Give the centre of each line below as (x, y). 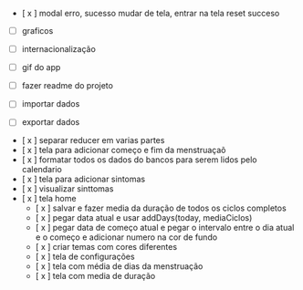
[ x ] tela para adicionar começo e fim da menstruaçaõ (124, 150)
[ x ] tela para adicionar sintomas (84, 179)
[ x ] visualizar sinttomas (68, 189)
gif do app (41, 67)
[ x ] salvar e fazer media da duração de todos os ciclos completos (161, 208)
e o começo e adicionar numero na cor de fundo (126, 237)
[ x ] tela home (49, 199)
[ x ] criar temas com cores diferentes (106, 247)
